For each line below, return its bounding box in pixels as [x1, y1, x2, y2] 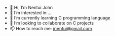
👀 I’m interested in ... [9, 10, 52, 16]
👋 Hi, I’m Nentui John [9, 5, 53, 10]
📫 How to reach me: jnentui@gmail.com [9, 26, 92, 31]
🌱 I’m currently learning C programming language [9, 15, 111, 20]
